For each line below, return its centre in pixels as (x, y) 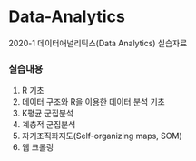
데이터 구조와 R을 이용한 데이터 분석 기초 (93, 102)
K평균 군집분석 (48, 113)
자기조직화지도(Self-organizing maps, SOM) (102, 136)
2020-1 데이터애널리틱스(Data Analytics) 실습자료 (98, 43)
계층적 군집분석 (49, 125)
